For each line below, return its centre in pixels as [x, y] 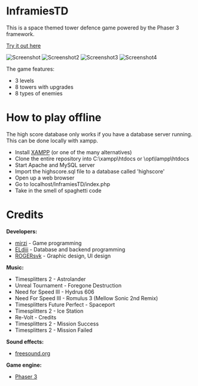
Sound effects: [25, 342]
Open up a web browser [45, 178]
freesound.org [33, 353]
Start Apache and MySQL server [55, 165]
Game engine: [24, 365]
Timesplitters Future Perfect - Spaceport [65, 304]
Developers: [22, 231]
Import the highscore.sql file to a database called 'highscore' [90, 171]
